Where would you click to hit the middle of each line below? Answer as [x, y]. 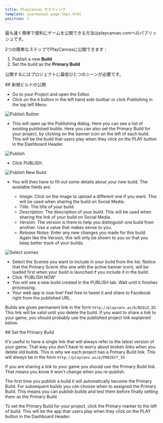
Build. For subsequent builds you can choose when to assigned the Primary [81, 387]
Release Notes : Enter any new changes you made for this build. [83, 233]
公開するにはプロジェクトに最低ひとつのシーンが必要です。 [64, 74]
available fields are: [31, 187]
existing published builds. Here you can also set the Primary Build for [81, 129]
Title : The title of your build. [47, 207]
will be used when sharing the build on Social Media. [72, 202]
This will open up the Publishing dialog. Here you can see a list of [77, 123]
